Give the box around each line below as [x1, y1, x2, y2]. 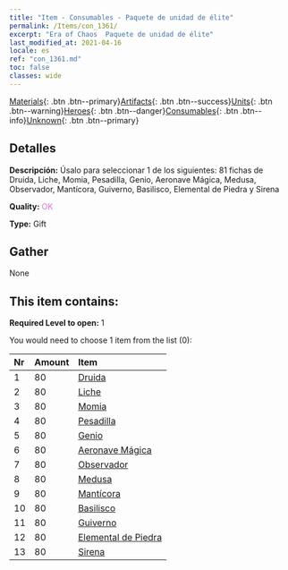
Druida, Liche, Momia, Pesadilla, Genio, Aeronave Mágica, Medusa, [9, 174, 257, 184]
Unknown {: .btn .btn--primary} [26, 115, 140, 125]
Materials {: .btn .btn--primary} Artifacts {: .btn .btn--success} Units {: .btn [9, 96, 273, 106]
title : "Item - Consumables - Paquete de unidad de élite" [9, 13, 234, 22]
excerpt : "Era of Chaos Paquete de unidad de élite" [9, 30, 215, 38]
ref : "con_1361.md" [9, 55, 82, 64]
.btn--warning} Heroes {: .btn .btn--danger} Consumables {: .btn [9, 105, 239, 116]
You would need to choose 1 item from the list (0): [9, 335, 192, 345]
